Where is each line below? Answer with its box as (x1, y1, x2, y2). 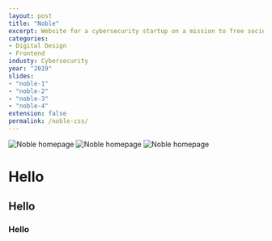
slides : (8, 72, 35, 80)
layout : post (8, 11, 53, 20)
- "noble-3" (8, 95, 49, 103)
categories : (8, 34, 49, 43)
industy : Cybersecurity (8, 57, 89, 66)
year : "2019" (8, 65, 53, 73)
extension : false (8, 110, 67, 118)
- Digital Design (8, 42, 67, 50)
